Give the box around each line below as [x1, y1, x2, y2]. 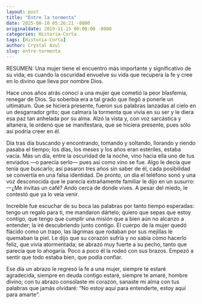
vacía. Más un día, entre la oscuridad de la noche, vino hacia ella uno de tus [6, 152, 195, 159]
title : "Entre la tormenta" [6, 14, 77, 21]
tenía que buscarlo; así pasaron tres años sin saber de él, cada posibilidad [6, 165, 191, 172]
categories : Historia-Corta [6, 31, 77, 37]
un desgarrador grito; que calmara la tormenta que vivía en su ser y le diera [6, 108, 194, 115]
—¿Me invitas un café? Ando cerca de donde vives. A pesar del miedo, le [6, 184, 188, 191]
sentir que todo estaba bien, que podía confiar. [6, 253, 122, 261]
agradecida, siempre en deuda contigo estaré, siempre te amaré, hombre [6, 271, 188, 279]
